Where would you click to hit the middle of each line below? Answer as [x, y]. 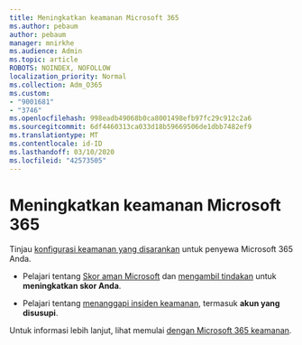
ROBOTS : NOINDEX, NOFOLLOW [60, 69]
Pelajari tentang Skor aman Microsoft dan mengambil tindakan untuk [149, 276]
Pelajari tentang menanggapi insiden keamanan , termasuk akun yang [151, 303]
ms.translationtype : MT [54, 135]
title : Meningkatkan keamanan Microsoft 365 [94, 18]
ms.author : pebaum [44, 26]
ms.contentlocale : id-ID [56, 144]
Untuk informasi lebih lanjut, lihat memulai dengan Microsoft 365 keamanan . [151, 331]
